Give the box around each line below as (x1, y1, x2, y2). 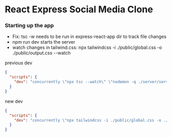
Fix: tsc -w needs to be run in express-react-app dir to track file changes (12, 33, 167, 40)
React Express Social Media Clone (5, 4, 154, 15)
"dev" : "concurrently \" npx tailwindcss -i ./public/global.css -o (14, 118, 161, 123)
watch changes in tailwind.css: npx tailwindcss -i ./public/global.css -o (12, 45, 162, 51)
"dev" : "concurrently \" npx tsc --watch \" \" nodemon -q (14, 80, 137, 85)
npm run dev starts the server (12, 39, 75, 45)
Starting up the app (5, 22, 54, 29)
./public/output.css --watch (12, 50, 71, 56)
